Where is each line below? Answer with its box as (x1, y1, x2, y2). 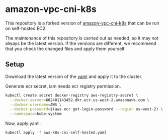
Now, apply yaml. (5, 120, 41, 126)
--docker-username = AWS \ (10, 102, 62, 107)
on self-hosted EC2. (5, 25, 47, 31)
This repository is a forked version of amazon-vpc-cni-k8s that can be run (5, 20, 159, 26)
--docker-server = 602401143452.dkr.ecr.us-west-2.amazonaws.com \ (10, 97, 150, 102)
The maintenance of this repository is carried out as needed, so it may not (5, 35, 159, 41)
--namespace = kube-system (10, 111, 62, 116)
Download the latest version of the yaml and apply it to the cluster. (5, 73, 142, 79)
